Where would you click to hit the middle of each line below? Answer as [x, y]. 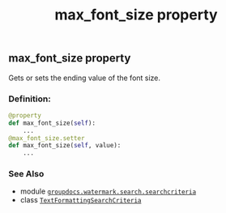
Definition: [30, 99]
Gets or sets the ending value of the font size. [84, 78]
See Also [26, 174]
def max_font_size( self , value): [65, 146]
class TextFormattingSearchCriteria [81, 200]
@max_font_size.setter [47, 138]
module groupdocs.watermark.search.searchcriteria [108, 191]
